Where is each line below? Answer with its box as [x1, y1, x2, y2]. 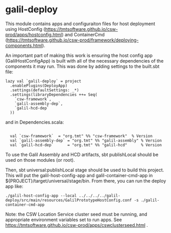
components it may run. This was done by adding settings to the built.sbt [5, 63, 160, 69]
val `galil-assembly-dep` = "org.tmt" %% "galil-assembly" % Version [10, 138, 162, 143]
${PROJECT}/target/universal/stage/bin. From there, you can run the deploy [5, 178, 166, 184]
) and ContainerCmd [61, 31, 105, 37]
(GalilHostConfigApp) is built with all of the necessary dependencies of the [5, 57, 164, 64]
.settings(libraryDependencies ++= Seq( [10, 92, 98, 97]
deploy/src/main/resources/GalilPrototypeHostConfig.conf [5, 198, 132, 203]
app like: [5, 183, 24, 189]
